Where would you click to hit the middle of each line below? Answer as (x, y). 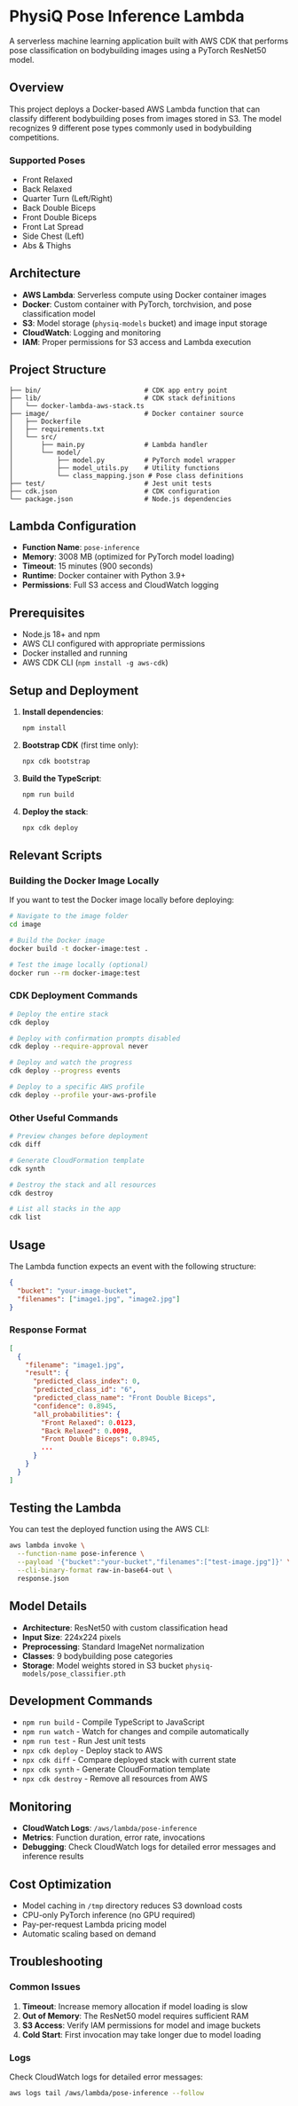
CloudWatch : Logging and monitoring (91, 332)
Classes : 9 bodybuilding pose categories (97, 1655)
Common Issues (45, 1987)
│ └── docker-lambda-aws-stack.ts (77, 405)
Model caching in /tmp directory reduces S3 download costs (132, 1906)
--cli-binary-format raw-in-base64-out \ (95, 1571)
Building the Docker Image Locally (84, 880)
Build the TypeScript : (62, 778)
